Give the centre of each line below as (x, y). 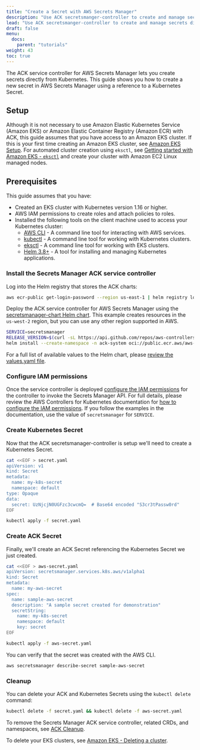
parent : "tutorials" (42, 45)
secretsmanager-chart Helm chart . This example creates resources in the (96, 315)
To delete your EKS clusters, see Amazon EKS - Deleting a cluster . (87, 740)
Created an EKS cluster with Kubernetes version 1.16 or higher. (91, 207)
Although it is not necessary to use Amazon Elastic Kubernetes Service (93, 125)
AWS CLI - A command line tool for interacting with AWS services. (104, 233)
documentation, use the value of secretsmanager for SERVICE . (80, 415)
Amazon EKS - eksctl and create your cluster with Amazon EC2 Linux (92, 157)
